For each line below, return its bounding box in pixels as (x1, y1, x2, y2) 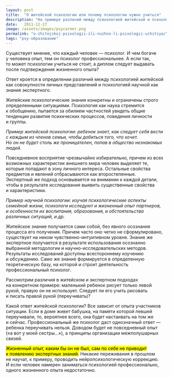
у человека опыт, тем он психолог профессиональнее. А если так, (6, 55, 151, 61)
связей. (6, 335, 22, 341)
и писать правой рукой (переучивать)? (6, 293, 91, 299)
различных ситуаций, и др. (6, 213, 65, 220)
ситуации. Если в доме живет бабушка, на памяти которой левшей (6, 308, 153, 314)
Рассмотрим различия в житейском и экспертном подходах (6, 276, 138, 282)
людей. (6, 145, 22, 151)
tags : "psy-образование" (6, 36, 59, 41)
